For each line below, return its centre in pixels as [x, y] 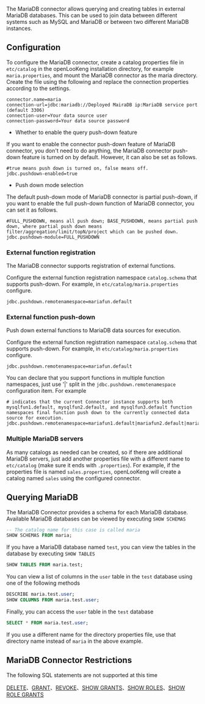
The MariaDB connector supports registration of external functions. [91, 266]
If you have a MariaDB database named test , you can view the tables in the [101, 547]
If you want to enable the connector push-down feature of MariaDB [91, 144]
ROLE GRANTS [25, 694]
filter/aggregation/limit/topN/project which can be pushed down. [92, 232]
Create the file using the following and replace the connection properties [98, 81]
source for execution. [35, 418]
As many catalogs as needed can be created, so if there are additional [95, 452]
